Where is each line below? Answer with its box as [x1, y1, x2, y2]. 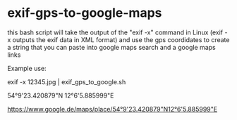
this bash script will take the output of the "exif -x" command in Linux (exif [7, 28, 224, 36]
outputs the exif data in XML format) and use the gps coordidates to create [12, 35, 230, 44]
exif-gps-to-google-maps [7, 5, 162, 21]
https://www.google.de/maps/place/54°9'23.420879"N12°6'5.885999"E [7, 105, 217, 113]
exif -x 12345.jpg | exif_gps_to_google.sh [7, 77, 126, 86]
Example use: [7, 64, 47, 72]
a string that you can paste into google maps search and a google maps [7, 43, 217, 51]
